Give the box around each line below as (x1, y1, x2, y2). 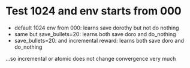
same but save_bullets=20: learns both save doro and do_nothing (14, 30, 176, 37)
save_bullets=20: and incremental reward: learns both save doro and (14, 37, 184, 44)
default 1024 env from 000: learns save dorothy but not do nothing (14, 24, 179, 31)
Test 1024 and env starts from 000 (5, 4, 182, 18)
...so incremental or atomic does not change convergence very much (5, 55, 176, 62)
